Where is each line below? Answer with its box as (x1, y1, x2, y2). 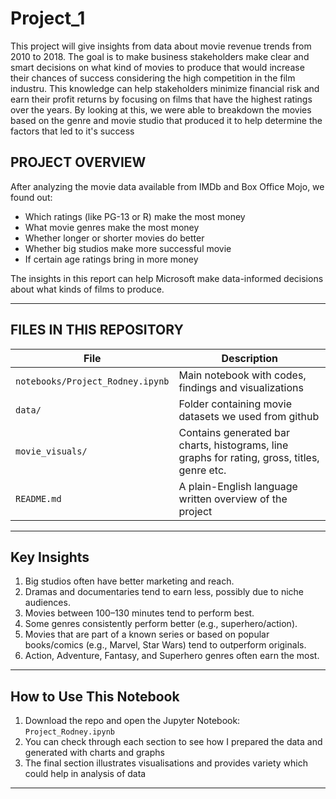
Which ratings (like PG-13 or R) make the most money (24, 210, 246, 222)
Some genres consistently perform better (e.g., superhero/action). (24, 618, 298, 630)
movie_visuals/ (15, 445, 88, 457)
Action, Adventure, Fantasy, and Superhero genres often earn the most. (24, 650, 320, 662)
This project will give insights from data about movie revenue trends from (10, 40, 312, 52)
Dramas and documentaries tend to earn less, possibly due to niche (24, 586, 304, 598)
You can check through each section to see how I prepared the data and (24, 736, 323, 748)
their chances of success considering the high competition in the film (10, 72, 296, 84)
